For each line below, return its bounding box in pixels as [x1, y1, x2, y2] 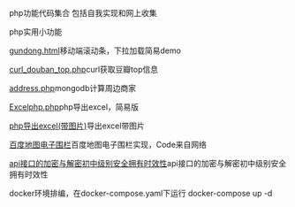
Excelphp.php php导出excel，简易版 [9, 102, 140, 112]
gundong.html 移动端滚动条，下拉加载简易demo [9, 45, 181, 56]
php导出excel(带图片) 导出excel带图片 [9, 120, 146, 131]
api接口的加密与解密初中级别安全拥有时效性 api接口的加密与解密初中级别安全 [9, 158, 287, 168]
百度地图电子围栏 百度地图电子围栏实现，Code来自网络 [9, 140, 208, 149]
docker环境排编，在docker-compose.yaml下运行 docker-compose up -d [9, 188, 273, 198]
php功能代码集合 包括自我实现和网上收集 [9, 8, 157, 18]
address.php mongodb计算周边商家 [9, 83, 137, 93]
